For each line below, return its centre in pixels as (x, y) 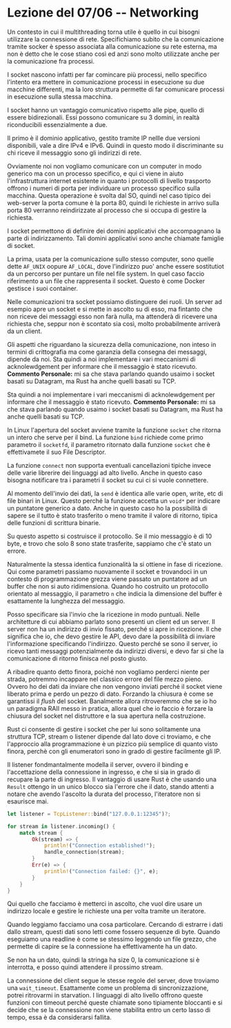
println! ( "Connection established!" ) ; (100, 846)
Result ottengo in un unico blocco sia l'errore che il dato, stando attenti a (111, 786)
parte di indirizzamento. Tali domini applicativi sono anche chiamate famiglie (115, 238)
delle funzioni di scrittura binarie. (54, 522)
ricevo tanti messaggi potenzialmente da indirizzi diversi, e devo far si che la (115, 651)
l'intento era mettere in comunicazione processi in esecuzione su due (106, 82)
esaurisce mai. (28, 801)
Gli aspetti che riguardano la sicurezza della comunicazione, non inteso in (112, 344)
